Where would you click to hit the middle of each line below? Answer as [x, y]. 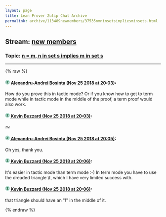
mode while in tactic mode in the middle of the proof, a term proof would [79, 99]
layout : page [19, 10]
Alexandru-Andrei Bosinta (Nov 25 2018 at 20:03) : [63, 83]
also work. [16, 105]
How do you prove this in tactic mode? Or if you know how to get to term [79, 94]
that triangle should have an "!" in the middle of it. [56, 200]
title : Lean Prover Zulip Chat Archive [46, 16]
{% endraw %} [20, 210]
